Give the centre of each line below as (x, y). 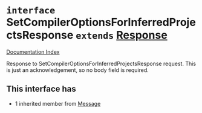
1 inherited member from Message (58, 103)
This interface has (41, 89)
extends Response (121, 35)
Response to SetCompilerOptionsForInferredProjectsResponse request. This (101, 63)
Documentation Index (33, 52)
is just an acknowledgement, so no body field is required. (78, 70)
